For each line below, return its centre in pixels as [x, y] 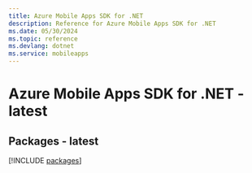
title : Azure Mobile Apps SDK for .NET [76, 16]
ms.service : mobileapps [49, 54]
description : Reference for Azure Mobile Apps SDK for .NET [113, 24]
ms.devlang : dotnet [41, 46]
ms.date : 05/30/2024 [43, 31]
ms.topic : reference [43, 39]
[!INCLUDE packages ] [45, 160]
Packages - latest [54, 141]
